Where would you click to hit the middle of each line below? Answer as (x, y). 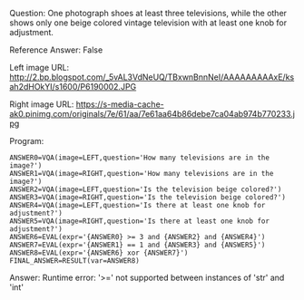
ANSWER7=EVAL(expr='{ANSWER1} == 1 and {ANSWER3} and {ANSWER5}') (137, 245)
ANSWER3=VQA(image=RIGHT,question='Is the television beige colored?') (147, 198)
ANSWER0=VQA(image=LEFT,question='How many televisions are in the (140, 158)
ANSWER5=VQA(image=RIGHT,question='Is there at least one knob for (140, 221)
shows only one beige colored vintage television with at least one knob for (148, 23)
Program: (27, 141)
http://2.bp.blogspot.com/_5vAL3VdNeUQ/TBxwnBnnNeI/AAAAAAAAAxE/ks (152, 77)
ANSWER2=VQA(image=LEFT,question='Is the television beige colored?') (146, 189)
